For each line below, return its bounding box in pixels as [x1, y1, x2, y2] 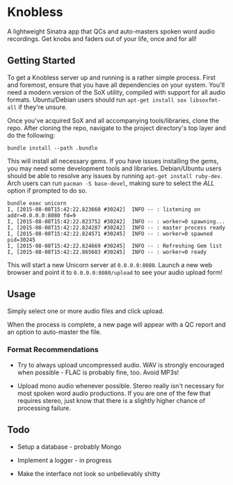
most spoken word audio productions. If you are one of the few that [17, 389, 211, 397]
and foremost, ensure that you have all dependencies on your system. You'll [7, 81, 225, 89]
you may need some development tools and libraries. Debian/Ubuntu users [7, 164, 222, 173]
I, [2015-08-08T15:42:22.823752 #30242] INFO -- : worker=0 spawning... [7, 218, 226, 225]
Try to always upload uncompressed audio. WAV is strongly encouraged [17, 360, 225, 369]
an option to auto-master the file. [7, 328, 102, 336]
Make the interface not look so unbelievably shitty [17, 469, 161, 477]
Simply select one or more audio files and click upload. [7, 307, 165, 315]
